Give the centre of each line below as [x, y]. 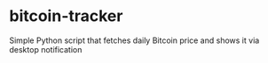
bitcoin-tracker [66, 16]
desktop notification [46, 49]
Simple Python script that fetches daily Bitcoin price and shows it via [134, 40]
